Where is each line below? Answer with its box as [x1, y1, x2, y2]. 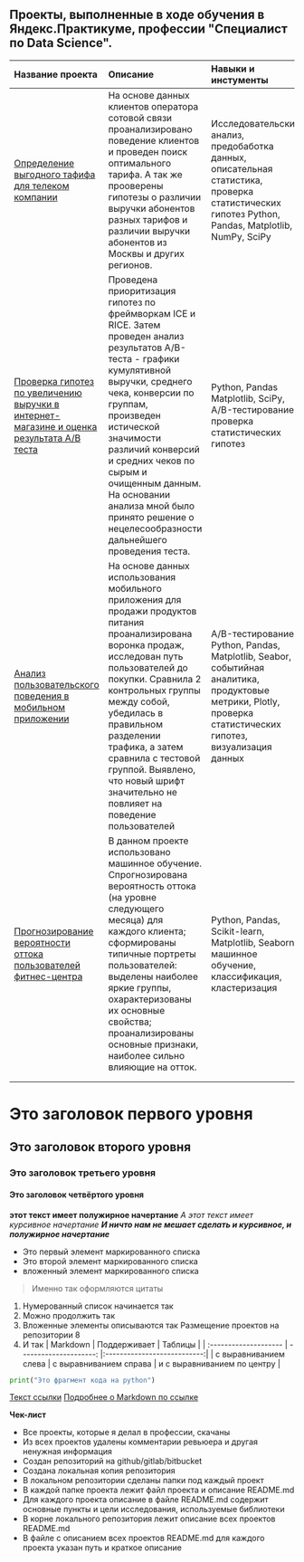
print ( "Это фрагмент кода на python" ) [9, 1376, 156, 1385]
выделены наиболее [108, 970, 199, 983]
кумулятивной [108, 364, 172, 376]
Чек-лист [9, 1409, 47, 1420]
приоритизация [108, 284, 176, 297]
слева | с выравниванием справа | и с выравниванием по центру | [22, 1357, 280, 1369]
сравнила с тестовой [108, 751, 201, 764]
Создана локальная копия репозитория [22, 1465, 176, 1476]
